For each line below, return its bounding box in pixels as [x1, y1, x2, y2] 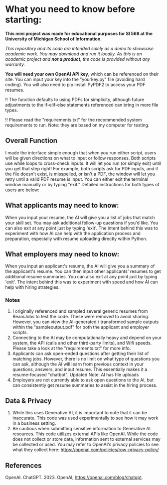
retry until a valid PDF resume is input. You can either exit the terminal [5, 176, 149, 182]
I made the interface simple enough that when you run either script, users [5, 149, 157, 155]
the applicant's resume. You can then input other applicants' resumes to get [5, 268, 161, 274]
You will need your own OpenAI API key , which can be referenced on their [5, 71, 159, 77]
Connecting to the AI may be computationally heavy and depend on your [12, 335, 162, 341]
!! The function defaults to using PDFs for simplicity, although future [5, 96, 145, 103]
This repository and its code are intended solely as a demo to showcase [5, 45, 154, 51]
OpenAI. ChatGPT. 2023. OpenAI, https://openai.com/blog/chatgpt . [5, 475, 143, 481]
